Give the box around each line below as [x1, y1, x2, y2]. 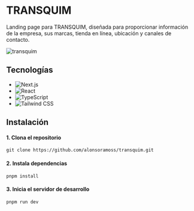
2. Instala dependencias [6, 160, 68, 167]
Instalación [6, 117, 49, 127]
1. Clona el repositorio [6, 134, 62, 141]
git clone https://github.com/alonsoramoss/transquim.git [6, 147, 154, 153]
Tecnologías [6, 65, 53, 75]
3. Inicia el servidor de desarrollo [6, 186, 90, 193]
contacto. [6, 36, 30, 43]
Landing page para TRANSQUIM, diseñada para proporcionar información [6, 23, 189, 30]
